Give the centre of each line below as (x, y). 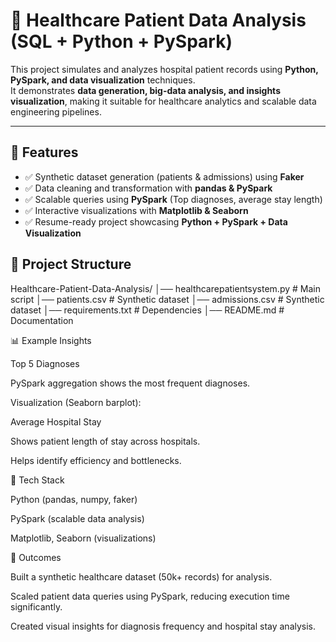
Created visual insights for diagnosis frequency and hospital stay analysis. (163, 626)
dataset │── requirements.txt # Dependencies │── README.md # (147, 310)
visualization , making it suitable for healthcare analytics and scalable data (163, 101)
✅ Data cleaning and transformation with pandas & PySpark (148, 188)
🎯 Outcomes (36, 557)
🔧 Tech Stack (37, 480)
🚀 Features (44, 152)
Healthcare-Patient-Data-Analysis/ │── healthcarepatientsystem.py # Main (165, 288)
